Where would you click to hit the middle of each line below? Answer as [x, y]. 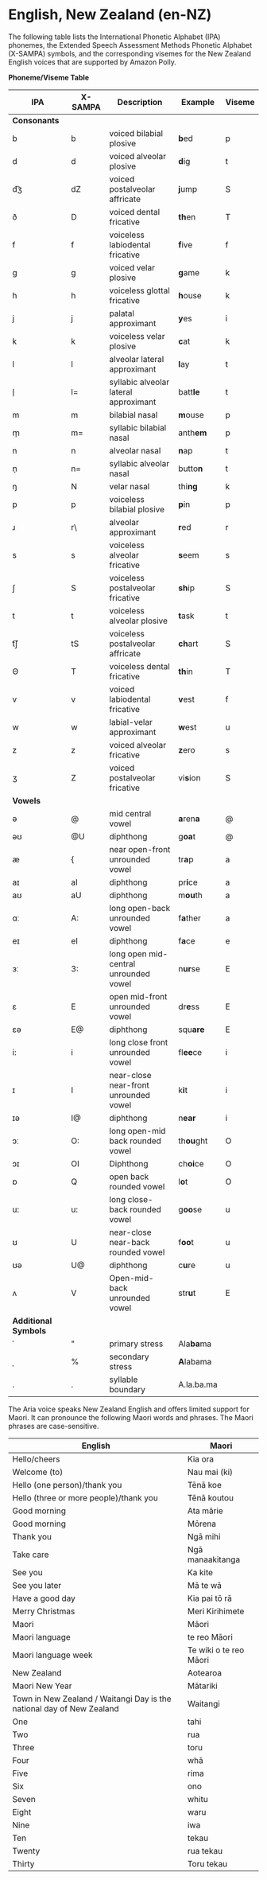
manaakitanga [214, 1559]
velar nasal [130, 486]
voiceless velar [137, 336]
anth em [193, 433]
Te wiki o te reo [216, 1650]
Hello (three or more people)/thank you [85, 1497]
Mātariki [203, 1686]
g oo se [190, 1209]
